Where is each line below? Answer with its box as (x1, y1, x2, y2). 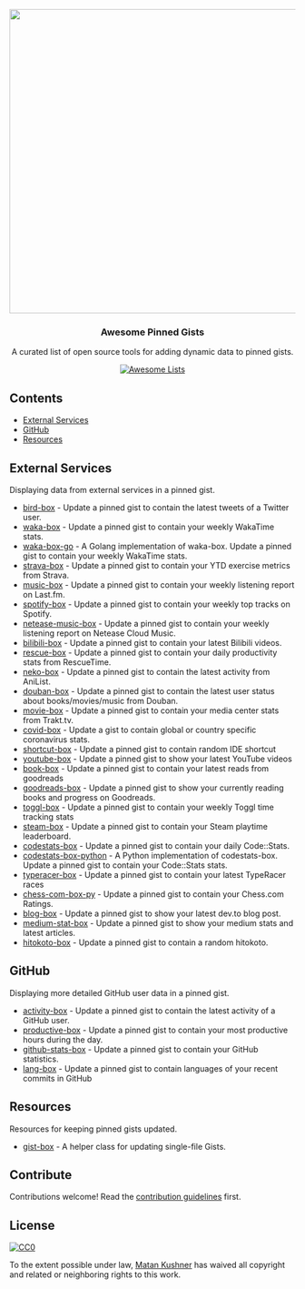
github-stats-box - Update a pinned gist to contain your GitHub (22, 1043, 259, 1054)
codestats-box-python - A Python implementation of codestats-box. (22, 850, 279, 861)
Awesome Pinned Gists (100, 326, 205, 338)
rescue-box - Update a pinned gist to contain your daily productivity (22, 647, 278, 658)
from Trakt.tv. (22, 714, 74, 725)
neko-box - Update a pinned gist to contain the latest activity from (22, 666, 271, 677)
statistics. (22, 1053, 59, 1064)
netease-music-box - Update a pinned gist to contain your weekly (22, 618, 270, 629)
